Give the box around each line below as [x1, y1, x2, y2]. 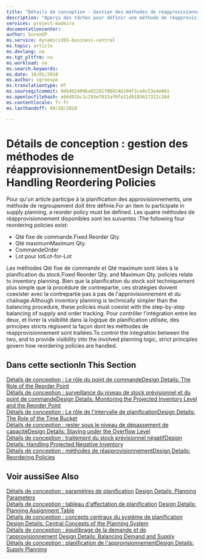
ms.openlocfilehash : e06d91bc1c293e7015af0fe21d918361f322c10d [6, 94, 170, 100]
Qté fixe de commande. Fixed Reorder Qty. [15, 233, 121, 241]
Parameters [6, 494, 35, 501]
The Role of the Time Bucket [6, 415, 78, 422]
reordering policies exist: [6, 222, 69, 229]
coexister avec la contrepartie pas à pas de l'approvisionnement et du [6, 290, 181, 298]
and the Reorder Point [6, 402, 61, 409]
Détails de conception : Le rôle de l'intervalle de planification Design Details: [6, 409, 195, 416]
